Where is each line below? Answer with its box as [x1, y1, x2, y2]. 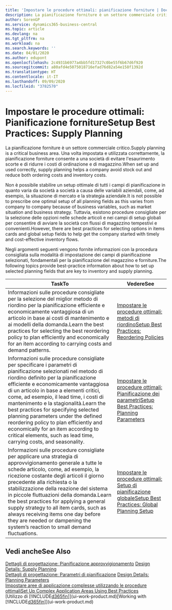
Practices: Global [117, 501, 158, 508]
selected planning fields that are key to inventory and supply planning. [5, 268, 154, 274]
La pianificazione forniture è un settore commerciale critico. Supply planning [5, 145, 165, 151]
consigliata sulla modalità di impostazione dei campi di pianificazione [5, 252, 151, 258]
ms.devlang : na [5, 31, 38, 36]
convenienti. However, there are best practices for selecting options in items [5, 225, 165, 231]
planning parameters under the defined [8, 412, 102, 419]
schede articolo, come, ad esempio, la [8, 465, 99, 473]
